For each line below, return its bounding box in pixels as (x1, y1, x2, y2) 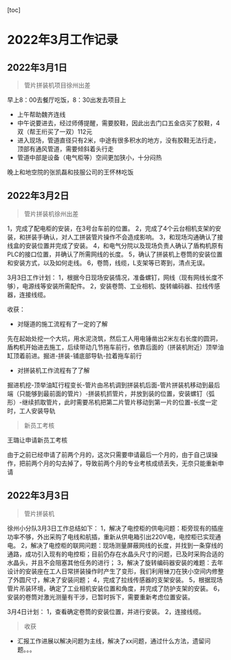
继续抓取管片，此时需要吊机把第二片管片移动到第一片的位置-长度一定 (21, 398, 218, 406)
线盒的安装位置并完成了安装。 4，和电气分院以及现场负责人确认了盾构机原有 (7, 241, 223, 250)
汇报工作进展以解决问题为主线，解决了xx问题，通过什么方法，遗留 (16, 637, 205, 645)
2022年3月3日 (7, 490, 69, 502)
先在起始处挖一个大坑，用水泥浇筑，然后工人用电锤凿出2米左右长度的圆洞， (7, 334, 222, 343)
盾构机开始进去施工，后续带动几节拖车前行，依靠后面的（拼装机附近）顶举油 (7, 343, 224, 351)
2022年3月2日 (7, 190, 69, 202)
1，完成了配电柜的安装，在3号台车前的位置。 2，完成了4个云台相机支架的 (7, 224, 215, 233)
